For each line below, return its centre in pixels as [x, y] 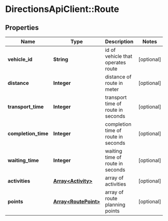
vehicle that [118, 56]
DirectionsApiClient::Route [62, 9]
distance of [118, 77]
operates [115, 62]
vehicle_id [20, 59]
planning [115, 205]
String [61, 59]
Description [119, 42]
